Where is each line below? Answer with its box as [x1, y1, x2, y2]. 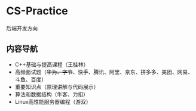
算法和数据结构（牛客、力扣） [14, 91, 88, 98]
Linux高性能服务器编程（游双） [14, 98, 91, 105]
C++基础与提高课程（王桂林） [14, 61, 89, 68]
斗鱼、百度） [14, 76, 47, 83]
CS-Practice [6, 4, 69, 18]
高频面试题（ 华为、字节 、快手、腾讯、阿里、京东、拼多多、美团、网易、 [14, 68, 193, 75]
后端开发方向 [6, 24, 38, 32]
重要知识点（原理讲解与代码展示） [14, 83, 99, 90]
